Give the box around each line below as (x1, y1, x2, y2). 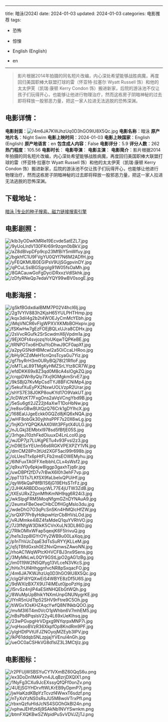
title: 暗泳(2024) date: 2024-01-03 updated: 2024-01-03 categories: (5, 11, 146, 17)
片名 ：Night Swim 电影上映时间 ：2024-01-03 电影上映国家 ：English (9, 134, 150, 140)
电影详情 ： (5, 114, 38, 123)
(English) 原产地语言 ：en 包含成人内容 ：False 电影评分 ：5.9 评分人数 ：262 (5, 141, 160, 147)
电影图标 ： (5, 655, 38, 663)
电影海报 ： (5, 291, 38, 299)
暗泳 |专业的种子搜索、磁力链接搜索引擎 (5, 208, 87, 214)
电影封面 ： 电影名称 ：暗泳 (5, 128, 150, 134)
